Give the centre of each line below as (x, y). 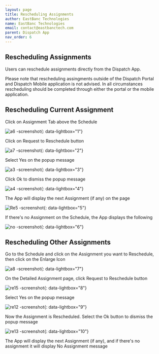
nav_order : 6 (18, 37)
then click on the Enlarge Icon (35, 259)
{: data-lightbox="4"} (62, 188)
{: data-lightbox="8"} (65, 288)
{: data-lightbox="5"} (65, 208)
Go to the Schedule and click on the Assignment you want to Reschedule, (79, 254)
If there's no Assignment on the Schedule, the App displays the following (79, 217)
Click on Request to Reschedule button (45, 141)
